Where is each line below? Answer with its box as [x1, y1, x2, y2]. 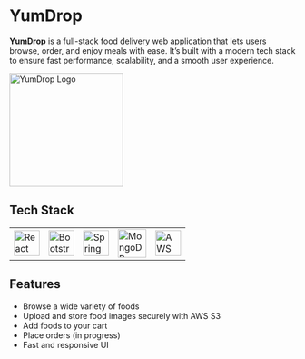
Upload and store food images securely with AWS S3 [22, 310, 221, 321]
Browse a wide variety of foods [22, 301, 140, 312]
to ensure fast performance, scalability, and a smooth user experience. [9, 55, 274, 65]
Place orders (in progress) [22, 329, 121, 341]
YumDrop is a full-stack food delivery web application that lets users [9, 35, 267, 46]
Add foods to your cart [22, 320, 108, 331]
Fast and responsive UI [22, 339, 109, 350]
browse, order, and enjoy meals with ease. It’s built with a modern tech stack [9, 45, 296, 55]
